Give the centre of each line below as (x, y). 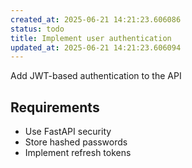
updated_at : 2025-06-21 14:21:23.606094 (96, 47)
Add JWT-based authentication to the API (96, 76)
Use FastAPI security (68, 132)
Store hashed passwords (76, 142)
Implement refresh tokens (78, 153)
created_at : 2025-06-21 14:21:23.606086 (96, 19)
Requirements (55, 107)
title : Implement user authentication (91, 38)
